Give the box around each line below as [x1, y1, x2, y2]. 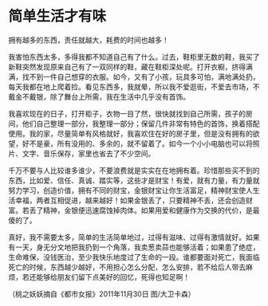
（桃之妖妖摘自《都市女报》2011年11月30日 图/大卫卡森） [8, 288, 195, 299]
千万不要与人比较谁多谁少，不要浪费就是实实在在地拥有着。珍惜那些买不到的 [8, 165, 260, 175]
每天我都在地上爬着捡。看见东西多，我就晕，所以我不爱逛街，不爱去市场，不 [8, 81, 260, 92]
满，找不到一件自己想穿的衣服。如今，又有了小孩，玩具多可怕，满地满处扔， [8, 72, 260, 81]
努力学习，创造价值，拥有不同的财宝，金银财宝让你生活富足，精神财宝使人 [8, 185, 253, 195]
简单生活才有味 [8, 7, 107, 25]
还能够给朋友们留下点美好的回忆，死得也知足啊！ [29, 272, 190, 281]
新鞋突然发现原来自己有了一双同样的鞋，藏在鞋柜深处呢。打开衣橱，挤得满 [8, 61, 253, 72]
